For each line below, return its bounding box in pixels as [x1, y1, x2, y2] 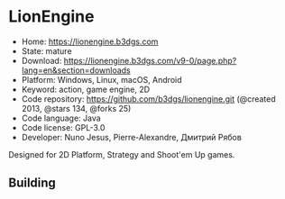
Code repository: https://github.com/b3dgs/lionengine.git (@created [21, 93, 276, 104]
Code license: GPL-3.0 [21, 122, 106, 132]
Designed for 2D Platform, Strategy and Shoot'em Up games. [8, 149, 235, 159]
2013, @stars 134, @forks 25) [21, 103, 132, 113]
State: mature [21, 45, 73, 56]
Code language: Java [21, 113, 101, 123]
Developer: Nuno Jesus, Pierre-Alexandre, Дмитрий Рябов [21, 131, 243, 142]
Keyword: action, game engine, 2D [21, 84, 151, 95]
